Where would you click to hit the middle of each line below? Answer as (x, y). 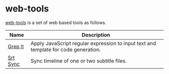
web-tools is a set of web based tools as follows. (56, 22)
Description (96, 34)
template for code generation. (66, 49)
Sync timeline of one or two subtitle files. (78, 60)
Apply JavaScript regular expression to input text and (93, 43)
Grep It (16, 46)
